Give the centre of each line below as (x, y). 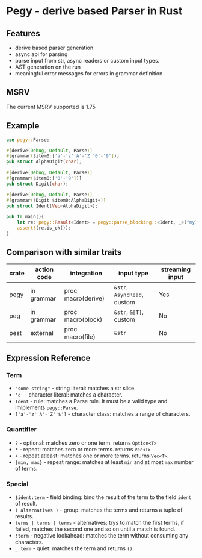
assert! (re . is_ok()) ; (44, 228)
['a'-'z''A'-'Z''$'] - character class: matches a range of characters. (103, 414)
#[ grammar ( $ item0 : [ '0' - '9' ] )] (44, 178)
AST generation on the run (48, 67)
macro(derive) (84, 298)
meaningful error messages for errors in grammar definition (89, 73)
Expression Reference (48, 358)
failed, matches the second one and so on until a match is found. (95, 529)
